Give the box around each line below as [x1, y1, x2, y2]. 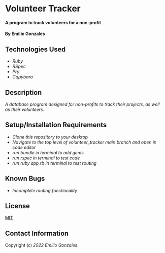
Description [5, 88, 42, 97]
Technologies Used [5, 45, 66, 53]
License [5, 202, 30, 210]
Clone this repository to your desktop [12, 134, 88, 140]
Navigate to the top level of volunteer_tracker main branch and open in [12, 139, 157, 145]
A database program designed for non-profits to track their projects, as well [5, 102, 160, 107]
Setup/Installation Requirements [5, 121, 107, 129]
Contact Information [5, 229, 69, 237]
